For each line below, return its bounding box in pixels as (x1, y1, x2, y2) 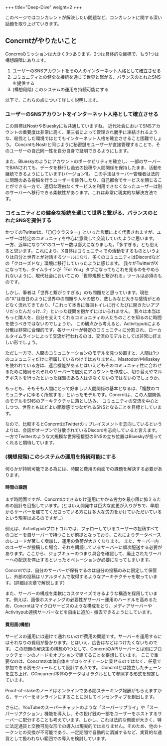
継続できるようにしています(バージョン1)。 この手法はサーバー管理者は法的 (5, 171, 160, 177)
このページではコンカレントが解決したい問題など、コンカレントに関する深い (5, 14, 163, 20)
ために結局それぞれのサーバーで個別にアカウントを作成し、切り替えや (9, 369, 154, 375)
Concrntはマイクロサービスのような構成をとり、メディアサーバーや (13, 602, 153, 608)
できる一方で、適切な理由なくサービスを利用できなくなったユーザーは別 (13, 183, 162, 189)
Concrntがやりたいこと (5, 37, 77, 45)
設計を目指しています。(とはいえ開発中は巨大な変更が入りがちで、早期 (13, 502, 159, 508)
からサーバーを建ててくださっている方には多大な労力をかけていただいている (5, 508, 162, 515)
